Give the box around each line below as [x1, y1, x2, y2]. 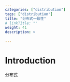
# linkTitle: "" [5, 20, 38, 26]
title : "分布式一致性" [5, 16, 46, 21]
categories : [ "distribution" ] [5, 7, 66, 12]
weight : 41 [5, 25, 27, 30]
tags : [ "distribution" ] [5, 12, 53, 16]
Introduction [5, 55, 56, 66]
